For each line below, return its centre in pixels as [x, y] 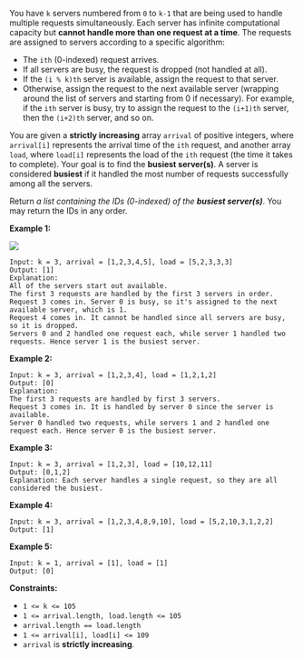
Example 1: [30, 228]
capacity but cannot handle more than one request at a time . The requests [151, 32]
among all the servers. [51, 184]
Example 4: [31, 505]
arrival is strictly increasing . [78, 644]
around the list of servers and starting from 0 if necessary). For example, [158, 98]
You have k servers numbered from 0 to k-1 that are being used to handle [146, 13]
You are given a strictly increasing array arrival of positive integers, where [152, 135]
